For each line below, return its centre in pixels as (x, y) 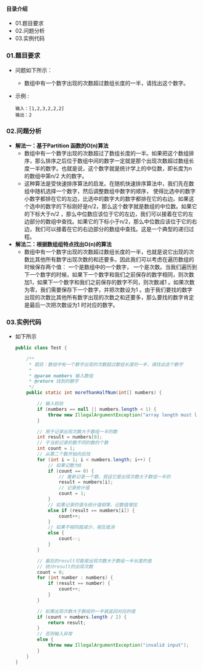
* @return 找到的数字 (54, 382)
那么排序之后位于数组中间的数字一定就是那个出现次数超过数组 (112, 161)
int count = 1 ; (56, 448)
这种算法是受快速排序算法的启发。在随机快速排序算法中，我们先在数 (109, 183)
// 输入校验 (50, 404)
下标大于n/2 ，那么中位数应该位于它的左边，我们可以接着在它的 (109, 214)
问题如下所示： (34, 70)
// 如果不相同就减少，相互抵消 (81, 527)
